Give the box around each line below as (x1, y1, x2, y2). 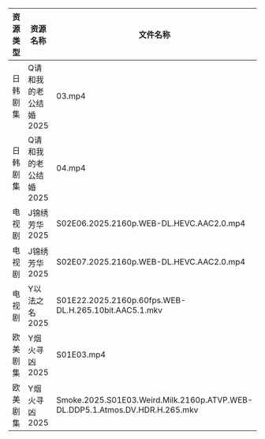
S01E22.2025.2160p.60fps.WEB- (56, 295, 187, 306)
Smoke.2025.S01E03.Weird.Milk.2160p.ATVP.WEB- (56, 395, 253, 405)
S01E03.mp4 (56, 349, 106, 360)
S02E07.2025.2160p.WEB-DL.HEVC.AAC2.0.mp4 (56, 257, 246, 267)
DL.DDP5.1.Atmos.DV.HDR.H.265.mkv (56, 404, 199, 415)
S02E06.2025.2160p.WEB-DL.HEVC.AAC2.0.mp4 (56, 218, 246, 228)
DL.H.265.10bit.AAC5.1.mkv (56, 305, 163, 315)
